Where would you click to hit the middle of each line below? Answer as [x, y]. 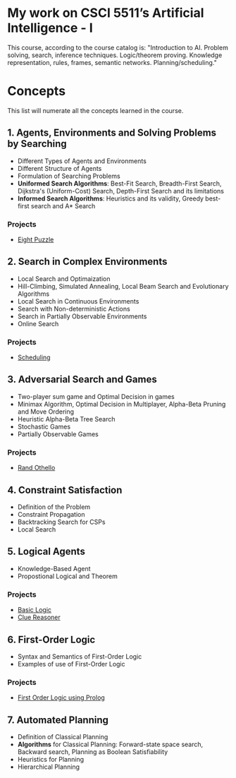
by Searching [37, 144]
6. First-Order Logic [51, 639]
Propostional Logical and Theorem [67, 576]
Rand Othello [36, 468]
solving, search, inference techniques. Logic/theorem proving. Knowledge [115, 55]
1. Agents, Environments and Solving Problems [112, 133]
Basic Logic [34, 610]
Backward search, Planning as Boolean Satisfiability [93, 752]
